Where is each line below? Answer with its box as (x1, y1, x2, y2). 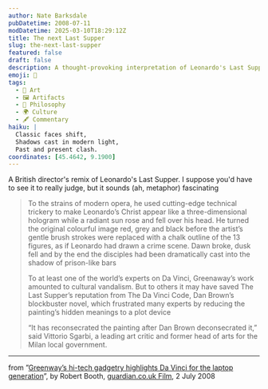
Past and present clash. (15, 145, 98, 153)
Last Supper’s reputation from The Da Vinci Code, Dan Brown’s (27, 291, 235, 300)
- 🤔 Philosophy (15, 101, 66, 109)
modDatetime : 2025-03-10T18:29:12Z (8, 26, 127, 34)
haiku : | (8, 123, 37, 131)
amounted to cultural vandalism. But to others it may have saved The (27, 282, 254, 292)
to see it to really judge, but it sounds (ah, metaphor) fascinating (8, 183, 219, 193)
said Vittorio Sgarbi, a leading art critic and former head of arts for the (27, 331, 258, 341)
